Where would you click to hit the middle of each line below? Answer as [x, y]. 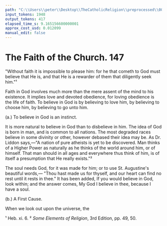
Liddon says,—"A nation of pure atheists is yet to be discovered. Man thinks [83, 142]
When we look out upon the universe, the [47, 208]
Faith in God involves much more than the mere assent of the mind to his [80, 91]
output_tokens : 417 [25, 19]
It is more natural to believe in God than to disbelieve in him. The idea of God [83, 126]
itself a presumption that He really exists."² [49, 158]
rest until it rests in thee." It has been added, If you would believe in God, [80, 178]
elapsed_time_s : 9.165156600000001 [42, 24]
